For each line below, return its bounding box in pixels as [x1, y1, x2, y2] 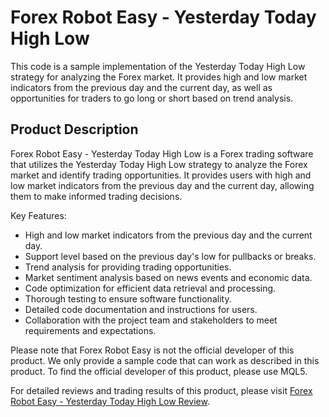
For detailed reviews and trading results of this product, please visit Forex [10, 384, 313, 396]
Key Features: [10, 209, 67, 221]
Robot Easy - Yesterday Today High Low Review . [10, 395, 210, 407]
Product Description [10, 121, 139, 138]
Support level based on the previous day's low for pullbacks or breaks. [24, 250, 317, 262]
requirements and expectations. [24, 324, 157, 336]
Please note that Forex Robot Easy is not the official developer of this [10, 344, 295, 356]
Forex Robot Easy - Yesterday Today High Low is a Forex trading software [10, 147, 314, 160]
